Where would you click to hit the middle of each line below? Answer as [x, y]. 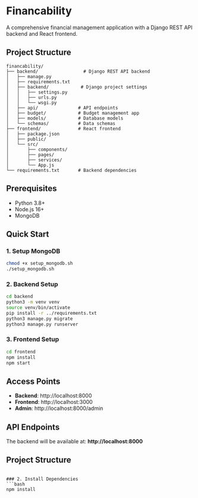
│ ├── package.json [33, 134]
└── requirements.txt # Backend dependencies [71, 170]
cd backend [20, 297]
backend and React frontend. [42, 33]
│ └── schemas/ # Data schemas [61, 123]
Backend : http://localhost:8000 [53, 396]
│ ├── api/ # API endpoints [62, 108]
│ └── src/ [22, 144]
